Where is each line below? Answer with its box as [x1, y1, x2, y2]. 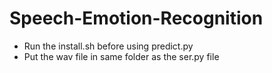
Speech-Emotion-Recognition [9, 7, 264, 30]
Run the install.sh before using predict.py [23, 40, 194, 52]
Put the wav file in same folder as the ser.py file [23, 50, 220, 62]
